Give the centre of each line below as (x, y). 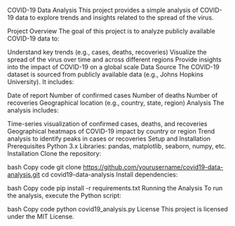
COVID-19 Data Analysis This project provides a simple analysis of (103, 10)
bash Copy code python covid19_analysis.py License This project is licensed (117, 209)
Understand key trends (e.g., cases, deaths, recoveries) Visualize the (107, 52)
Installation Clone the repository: (54, 154)
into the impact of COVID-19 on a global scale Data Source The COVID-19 (113, 67)
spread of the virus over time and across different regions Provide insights (115, 59)
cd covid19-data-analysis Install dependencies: (110, 175)
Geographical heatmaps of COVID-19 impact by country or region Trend (111, 131)
